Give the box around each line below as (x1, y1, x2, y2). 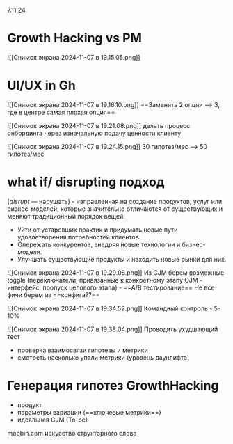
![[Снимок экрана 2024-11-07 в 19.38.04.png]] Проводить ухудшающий (7, 325, 218, 333)
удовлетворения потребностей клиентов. (17, 232, 141, 241)
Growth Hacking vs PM (7, 31, 143, 46)
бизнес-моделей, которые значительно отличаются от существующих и (7, 205, 223, 213)
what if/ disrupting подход (7, 174, 165, 190)
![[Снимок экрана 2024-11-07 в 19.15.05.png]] (7, 53, 140, 61)
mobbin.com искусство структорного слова (7, 429, 137, 437)
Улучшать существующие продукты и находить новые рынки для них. (17, 255, 227, 263)
